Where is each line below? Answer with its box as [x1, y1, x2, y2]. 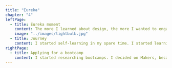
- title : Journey [10, 36, 47, 41]
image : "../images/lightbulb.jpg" [14, 31, 88, 36]
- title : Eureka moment [10, 21, 60, 27]
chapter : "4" [5, 12, 33, 17]
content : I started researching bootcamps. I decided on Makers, [14, 55, 157, 60]
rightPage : [5, 46, 29, 51]
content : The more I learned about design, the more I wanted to [14, 27, 157, 32]
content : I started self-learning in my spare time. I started [14, 41, 153, 46]
